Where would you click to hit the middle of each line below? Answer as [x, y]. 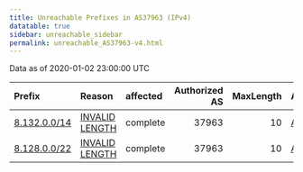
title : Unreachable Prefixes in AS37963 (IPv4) [101, 18]
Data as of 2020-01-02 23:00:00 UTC [80, 68]
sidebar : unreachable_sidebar [66, 34]
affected [144, 96]
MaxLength [257, 96]
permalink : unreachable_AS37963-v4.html [87, 43]
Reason [96, 96]
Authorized [199, 91]
